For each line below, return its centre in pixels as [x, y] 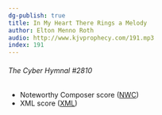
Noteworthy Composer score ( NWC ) [79, 95]
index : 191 [26, 45]
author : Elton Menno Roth [51, 30]
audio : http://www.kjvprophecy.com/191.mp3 [81, 38]
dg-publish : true [37, 15]
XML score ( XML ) [48, 103]
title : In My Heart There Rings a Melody [78, 23]
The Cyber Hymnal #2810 [50, 70]
